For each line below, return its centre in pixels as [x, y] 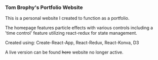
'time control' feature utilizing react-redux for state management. [71, 33]
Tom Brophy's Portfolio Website [44, 7]
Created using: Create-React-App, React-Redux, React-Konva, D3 [72, 43]
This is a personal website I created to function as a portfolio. [67, 18]
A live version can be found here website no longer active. [64, 52]
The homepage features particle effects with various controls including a [79, 28]
